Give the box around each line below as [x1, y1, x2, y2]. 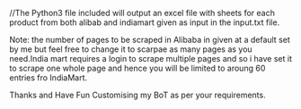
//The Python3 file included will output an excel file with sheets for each [9, 8, 276, 18]
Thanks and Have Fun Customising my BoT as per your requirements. [9, 89, 267, 100]
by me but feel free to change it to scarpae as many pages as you [9, 44, 253, 54]
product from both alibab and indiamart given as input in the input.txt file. [9, 17, 280, 28]
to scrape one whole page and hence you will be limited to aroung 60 [9, 63, 266, 73]
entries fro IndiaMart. [9, 72, 88, 83]
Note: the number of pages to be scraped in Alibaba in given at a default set [9, 35, 290, 45]
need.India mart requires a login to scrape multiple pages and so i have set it [9, 54, 293, 63]
